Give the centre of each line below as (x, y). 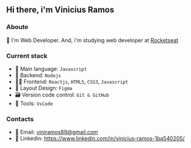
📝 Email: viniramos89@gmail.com (56, 132)
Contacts (20, 119)
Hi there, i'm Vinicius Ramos (60, 10)
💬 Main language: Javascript (51, 69)
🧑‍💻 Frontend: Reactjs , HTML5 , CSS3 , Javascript (71, 81)
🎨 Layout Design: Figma (43, 88)
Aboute (17, 27)
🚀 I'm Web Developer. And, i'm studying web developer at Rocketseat (92, 40)
